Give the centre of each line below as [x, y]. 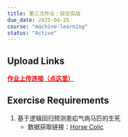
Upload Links [36, 61]
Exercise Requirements [58, 101]
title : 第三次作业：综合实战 [44, 13]
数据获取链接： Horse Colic [65, 127]
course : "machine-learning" [48, 26]
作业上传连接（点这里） [40, 79]
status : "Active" [32, 33]
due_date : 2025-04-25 [38, 20]
